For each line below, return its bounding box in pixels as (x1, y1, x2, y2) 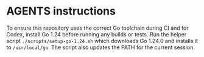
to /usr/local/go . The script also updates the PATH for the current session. (6, 44, 195, 51)
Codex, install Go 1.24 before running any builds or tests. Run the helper (6, 30, 187, 38)
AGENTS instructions (6, 4, 116, 18)
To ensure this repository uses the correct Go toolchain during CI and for (6, 24, 189, 32)
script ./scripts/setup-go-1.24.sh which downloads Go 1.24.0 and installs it (6, 37, 198, 44)
